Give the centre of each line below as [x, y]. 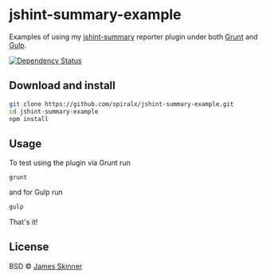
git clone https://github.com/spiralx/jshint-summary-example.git [121, 104]
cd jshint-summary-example [54, 112]
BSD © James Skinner [46, 266]
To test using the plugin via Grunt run [70, 163]
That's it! [23, 222]
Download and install [63, 86]
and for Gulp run [36, 192]
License [29, 247]
